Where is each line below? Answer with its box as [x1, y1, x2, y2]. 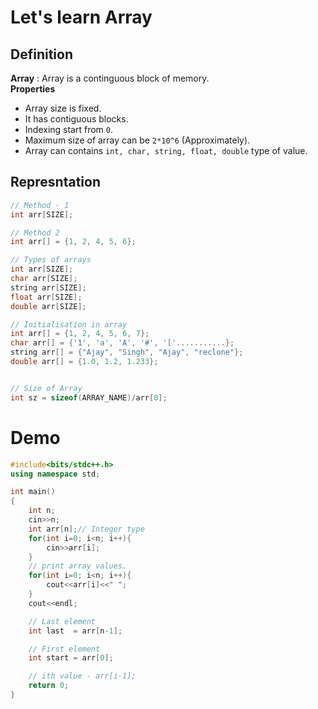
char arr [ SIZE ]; [10, 274, 78, 284]
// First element [28, 644, 101, 654]
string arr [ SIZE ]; [10, 282, 87, 293]
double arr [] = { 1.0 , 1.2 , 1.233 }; [10, 357, 159, 367]
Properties [10, 83, 56, 95]
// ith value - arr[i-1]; [28, 671, 137, 681]
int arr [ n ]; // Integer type [28, 524, 145, 534]
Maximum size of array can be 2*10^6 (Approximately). [24, 134, 251, 146]
